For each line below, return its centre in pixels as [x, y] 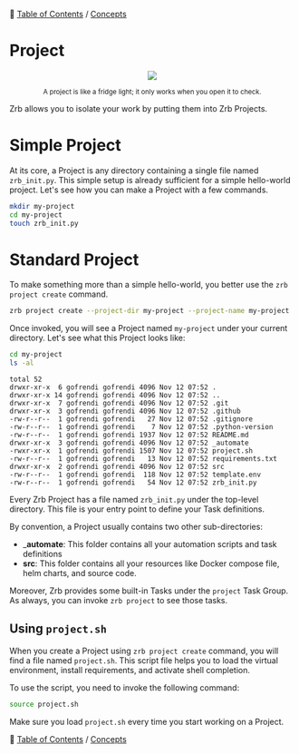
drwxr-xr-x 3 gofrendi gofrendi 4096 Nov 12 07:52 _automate [129, 443]
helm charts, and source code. [80, 573]
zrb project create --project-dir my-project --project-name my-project [149, 311]
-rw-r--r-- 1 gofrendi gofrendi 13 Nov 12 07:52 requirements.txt [144, 459]
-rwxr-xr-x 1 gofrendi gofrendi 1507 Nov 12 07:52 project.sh [131, 451]
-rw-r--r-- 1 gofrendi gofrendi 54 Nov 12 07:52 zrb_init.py [133, 483]
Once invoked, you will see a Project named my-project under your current [149, 328]
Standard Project [74, 259]
